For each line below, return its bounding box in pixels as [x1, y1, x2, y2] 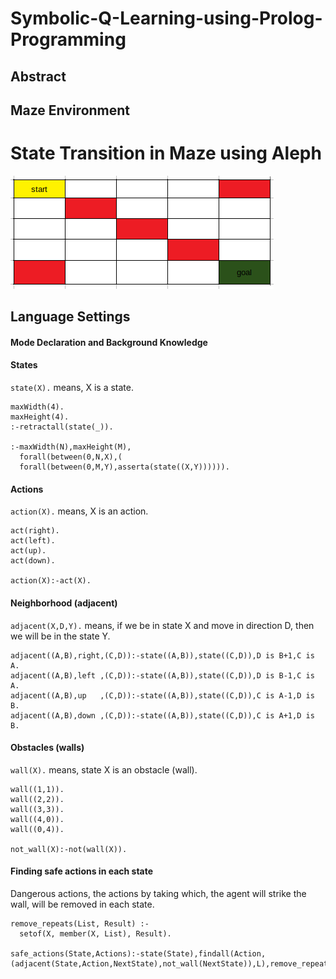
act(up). [10, 546, 47, 556]
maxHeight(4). [10, 412, 70, 422]
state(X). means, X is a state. [10, 382, 134, 394]
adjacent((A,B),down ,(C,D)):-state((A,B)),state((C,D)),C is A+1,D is [10, 710, 315, 721]
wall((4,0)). [10, 814, 65, 824]
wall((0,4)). [10, 824, 65, 834]
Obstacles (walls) [10, 742, 85, 754]
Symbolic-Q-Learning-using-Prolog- [10, 7, 323, 30]
